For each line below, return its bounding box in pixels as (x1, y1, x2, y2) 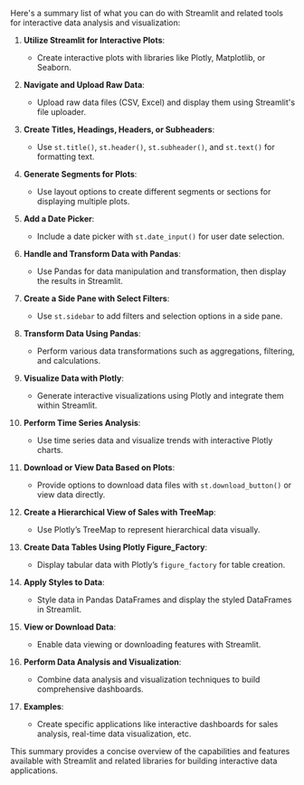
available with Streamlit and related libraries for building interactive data (10, 755, 278, 766)
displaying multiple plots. (36, 196, 130, 206)
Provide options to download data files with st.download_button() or (36, 479, 292, 490)
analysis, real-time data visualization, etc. (36, 728, 192, 739)
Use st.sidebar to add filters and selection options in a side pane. (36, 311, 283, 321)
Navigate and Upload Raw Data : (23, 80, 146, 90)
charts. (36, 445, 64, 455)
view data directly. (36, 489, 106, 500)
